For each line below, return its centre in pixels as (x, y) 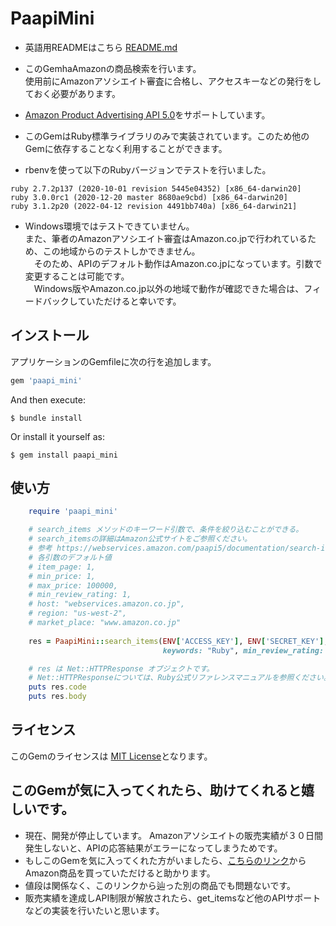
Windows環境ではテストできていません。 (109, 226)
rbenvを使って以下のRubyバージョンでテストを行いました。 (148, 169)
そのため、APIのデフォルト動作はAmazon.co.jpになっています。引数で (178, 263)
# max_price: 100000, (73, 585)
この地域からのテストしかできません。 (121, 251)
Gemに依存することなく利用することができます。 (126, 148)
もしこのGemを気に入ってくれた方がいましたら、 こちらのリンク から (165, 860)
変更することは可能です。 (77, 276)
